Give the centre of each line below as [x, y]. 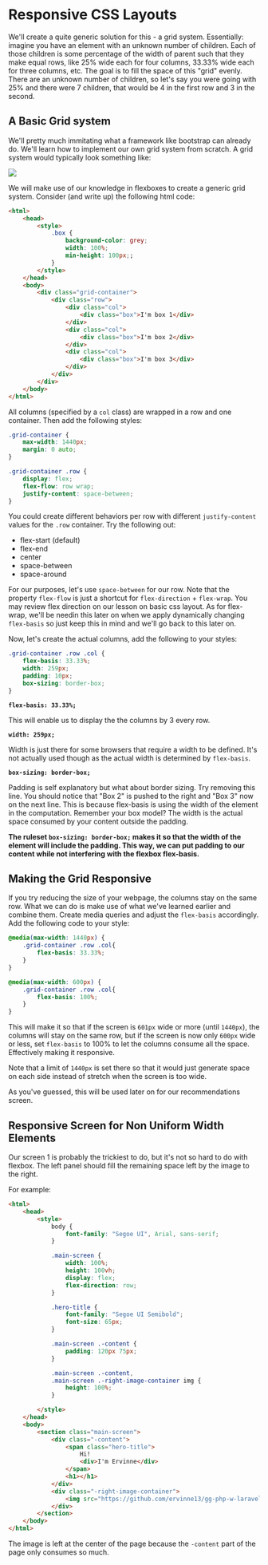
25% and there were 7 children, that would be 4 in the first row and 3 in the [132, 87]
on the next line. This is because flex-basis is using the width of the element [133, 804]
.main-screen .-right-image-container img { [126, 1381]
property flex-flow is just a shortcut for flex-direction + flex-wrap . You [128, 598]
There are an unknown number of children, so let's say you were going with [132, 79]
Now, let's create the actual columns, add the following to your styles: [123, 639]
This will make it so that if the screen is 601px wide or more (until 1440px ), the [134, 1027]
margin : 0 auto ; [50, 450]
